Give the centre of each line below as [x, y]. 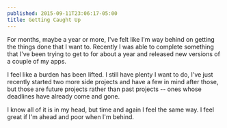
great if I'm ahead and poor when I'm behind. [71, 116]
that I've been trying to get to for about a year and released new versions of [114, 54]
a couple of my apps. [37, 61]
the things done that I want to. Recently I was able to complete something [110, 47]
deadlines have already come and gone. [64, 96]
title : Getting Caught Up [44, 20]
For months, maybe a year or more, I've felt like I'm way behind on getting [111, 39]
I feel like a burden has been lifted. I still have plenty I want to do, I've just [110, 74]
